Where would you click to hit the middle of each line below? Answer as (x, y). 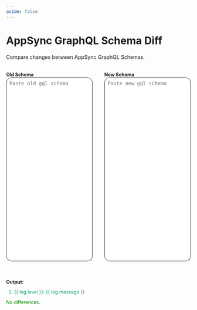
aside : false (22, 11)
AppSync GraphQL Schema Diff (84, 40)
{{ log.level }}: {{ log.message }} (49, 292)
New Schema (120, 74)
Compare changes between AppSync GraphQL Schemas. (76, 57)
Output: (15, 282)
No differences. (23, 303)
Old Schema (20, 74)
